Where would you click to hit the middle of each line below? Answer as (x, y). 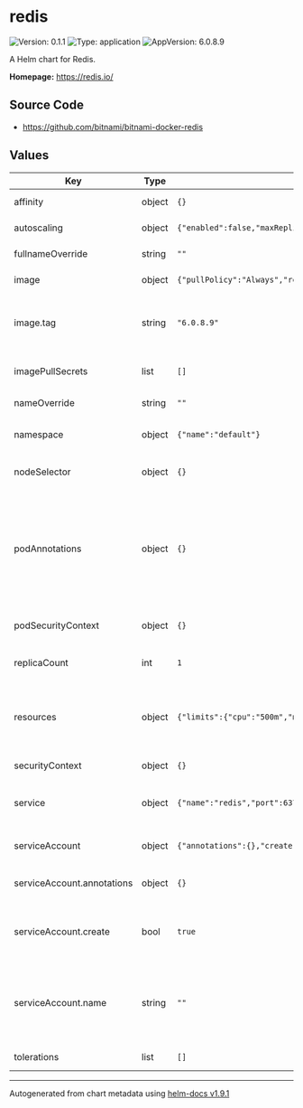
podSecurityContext (57, 625)
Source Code (46, 105)
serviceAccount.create (62, 931)
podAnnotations (48, 549)
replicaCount (41, 662)
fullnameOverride (51, 253)
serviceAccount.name (60, 1002)
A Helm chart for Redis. (53, 59)
